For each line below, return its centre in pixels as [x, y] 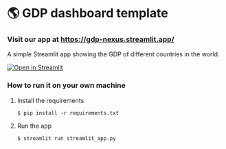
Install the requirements [50, 100]
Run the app [34, 126]
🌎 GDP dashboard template [88, 13]
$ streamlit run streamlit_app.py [66, 138]
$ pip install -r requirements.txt [68, 113]
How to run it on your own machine [66, 85]
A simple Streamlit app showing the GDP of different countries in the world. [113, 54]
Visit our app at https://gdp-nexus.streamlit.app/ [91, 40]
